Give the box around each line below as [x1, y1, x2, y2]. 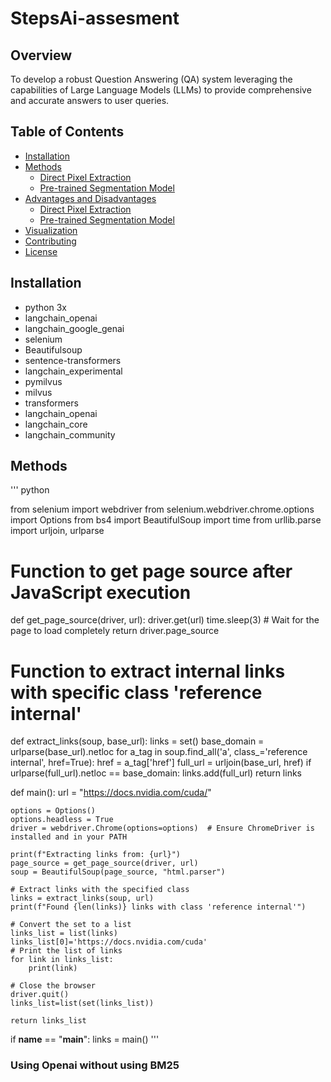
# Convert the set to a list [10, 920, 132, 930]
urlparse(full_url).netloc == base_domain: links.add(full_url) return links [10, 767, 302, 779]
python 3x [24, 301, 67, 313]
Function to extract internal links [10, 660, 286, 682]
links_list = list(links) [10, 928, 118, 939]
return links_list [10, 1016, 87, 1026]
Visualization [24, 224, 78, 236]
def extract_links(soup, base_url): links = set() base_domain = [10, 735, 265, 747]
